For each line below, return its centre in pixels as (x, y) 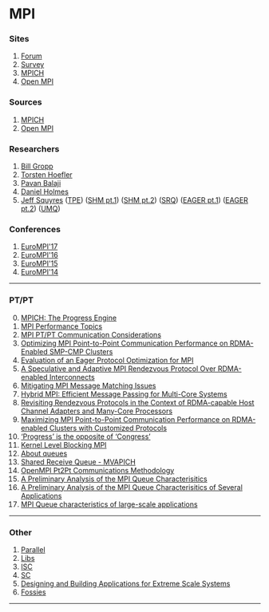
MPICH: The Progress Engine (69, 318)
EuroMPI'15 (39, 263)
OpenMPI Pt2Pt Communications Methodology (97, 470)
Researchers (34, 148)
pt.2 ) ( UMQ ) (40, 209)
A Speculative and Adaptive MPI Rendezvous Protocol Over (118, 369)
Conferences (35, 229)
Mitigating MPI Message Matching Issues (88, 385)
